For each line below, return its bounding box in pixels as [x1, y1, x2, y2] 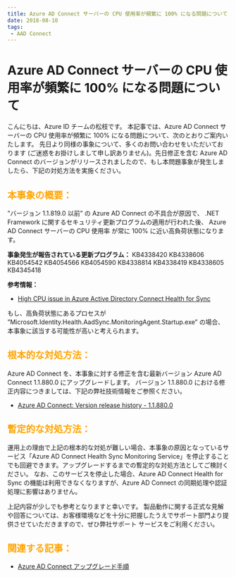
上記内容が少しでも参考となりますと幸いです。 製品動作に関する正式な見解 [7, 502, 224, 511]
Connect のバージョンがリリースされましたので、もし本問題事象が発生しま [7, 158, 225, 166]
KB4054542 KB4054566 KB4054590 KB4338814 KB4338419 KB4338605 [7, 259, 224, 266]
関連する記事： [7, 542, 73, 554]
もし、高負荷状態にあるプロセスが [7, 309, 106, 317]
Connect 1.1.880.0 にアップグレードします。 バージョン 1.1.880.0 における [7, 378, 220, 386]
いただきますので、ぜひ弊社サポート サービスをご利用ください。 [31, 519, 219, 528]
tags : [7, 23, 23, 30]
